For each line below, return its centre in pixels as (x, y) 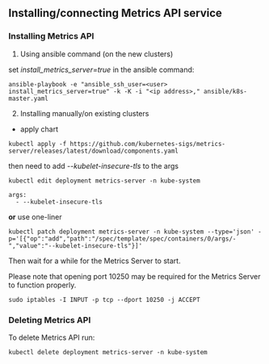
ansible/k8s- (225, 91)
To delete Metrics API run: (52, 337)
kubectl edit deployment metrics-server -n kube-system (104, 181)
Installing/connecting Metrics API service (115, 13)
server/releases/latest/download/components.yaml (94, 151)
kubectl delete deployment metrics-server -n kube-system (108, 352)
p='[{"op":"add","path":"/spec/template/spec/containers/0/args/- (122, 238)
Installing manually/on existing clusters (84, 113)
